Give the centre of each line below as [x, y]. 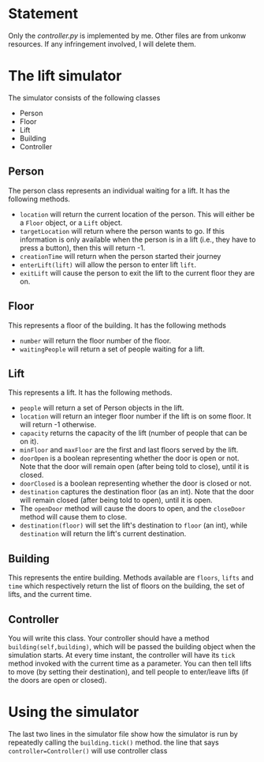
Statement [43, 14]
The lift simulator [65, 76]
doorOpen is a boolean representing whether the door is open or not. [129, 458]
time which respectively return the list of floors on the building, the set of [126, 586]
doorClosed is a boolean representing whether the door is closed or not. [136, 483]
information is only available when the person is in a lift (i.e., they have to [138, 239]
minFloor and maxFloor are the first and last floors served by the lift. [129, 450]
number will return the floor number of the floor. [95, 340]
